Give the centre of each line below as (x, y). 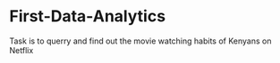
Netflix (21, 50)
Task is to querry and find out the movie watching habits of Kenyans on (140, 41)
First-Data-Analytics (88, 16)
